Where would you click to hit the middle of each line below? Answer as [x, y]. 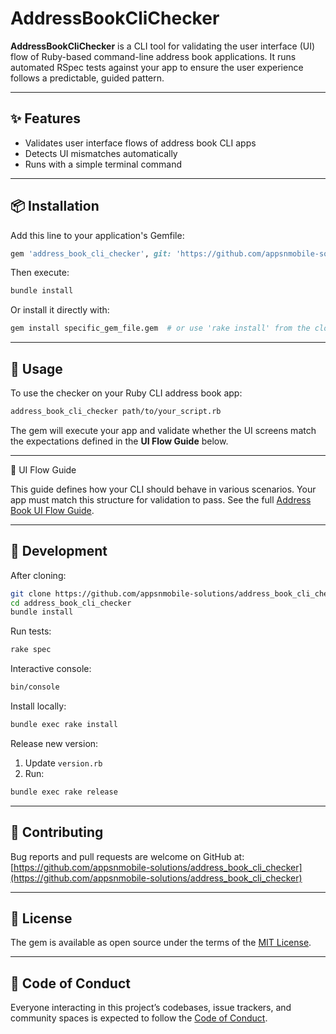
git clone [31, 593]
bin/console [35, 687]
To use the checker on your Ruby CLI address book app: [126, 393]
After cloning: [38, 575]
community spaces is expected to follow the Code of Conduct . [139, 1018]
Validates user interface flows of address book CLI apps [140, 143]
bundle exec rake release [64, 792]
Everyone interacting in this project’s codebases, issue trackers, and [151, 1008]
